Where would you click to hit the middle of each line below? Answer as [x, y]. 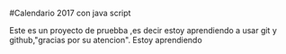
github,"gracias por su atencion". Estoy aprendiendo [106, 40]
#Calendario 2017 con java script [70, 13]
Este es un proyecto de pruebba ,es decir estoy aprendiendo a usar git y [143, 30]
